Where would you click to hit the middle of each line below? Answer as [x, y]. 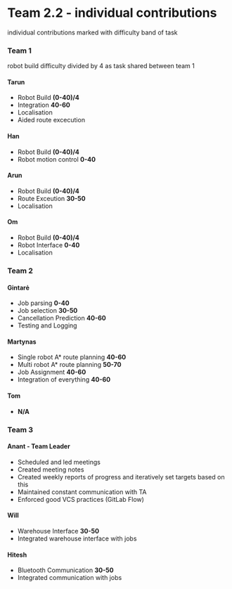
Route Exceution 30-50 [51, 198]
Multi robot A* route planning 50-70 [69, 365]
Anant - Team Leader [39, 446]
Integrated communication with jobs [70, 578]
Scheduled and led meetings [59, 462]
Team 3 [20, 429]
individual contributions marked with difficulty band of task [92, 32]
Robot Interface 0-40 [49, 245]
